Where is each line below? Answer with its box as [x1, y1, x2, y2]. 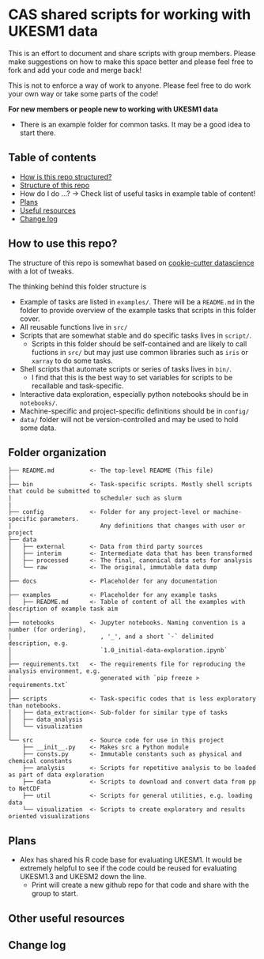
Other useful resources [8, 912, 125, 925]
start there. [19, 128, 56, 138]
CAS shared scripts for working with [8, 6, 251, 24]
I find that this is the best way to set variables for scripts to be [31, 372, 233, 382]
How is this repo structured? [19, 172, 112, 181]
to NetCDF [8, 785, 41, 793]
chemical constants [8, 757, 73, 765]
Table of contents [8, 151, 96, 164]
